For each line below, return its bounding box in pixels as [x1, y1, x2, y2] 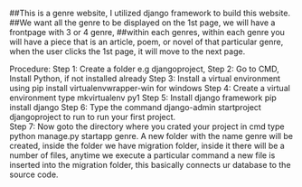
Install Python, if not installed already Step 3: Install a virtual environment [9, 73, 281, 84]
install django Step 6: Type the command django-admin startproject [9, 102, 262, 112]
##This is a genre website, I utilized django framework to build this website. [9, 8, 291, 18]
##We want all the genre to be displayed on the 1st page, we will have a [9, 17, 276, 28]
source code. [9, 169, 59, 180]
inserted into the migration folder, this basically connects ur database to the [9, 160, 291, 170]
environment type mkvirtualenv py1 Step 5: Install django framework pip [9, 92, 278, 103]
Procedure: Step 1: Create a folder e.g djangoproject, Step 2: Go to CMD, [9, 63, 280, 74]
